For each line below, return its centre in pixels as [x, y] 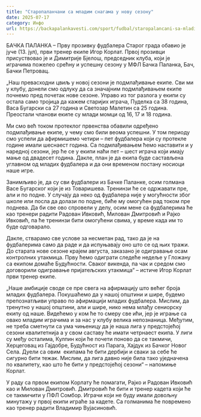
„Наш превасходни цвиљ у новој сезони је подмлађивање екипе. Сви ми [100, 83]
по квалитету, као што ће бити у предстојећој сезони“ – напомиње [91, 365]
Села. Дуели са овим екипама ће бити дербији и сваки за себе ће [92, 352]
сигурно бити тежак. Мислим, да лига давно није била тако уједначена [97, 358]
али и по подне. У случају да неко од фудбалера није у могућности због [98, 195]
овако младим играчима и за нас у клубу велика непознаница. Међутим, [100, 320]
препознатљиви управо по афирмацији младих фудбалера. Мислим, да [98, 301]
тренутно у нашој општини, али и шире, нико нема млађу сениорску [94, 307]
